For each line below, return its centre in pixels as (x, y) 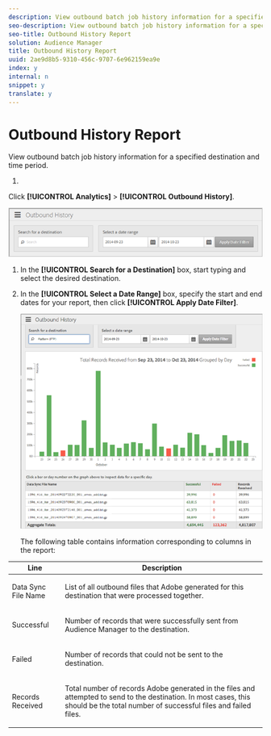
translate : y (30, 94)
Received (27, 705)
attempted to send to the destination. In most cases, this (158, 697)
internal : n (28, 77)
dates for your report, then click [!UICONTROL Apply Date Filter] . (129, 303)
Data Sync (29, 587)
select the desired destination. (70, 278)
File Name (29, 595)
